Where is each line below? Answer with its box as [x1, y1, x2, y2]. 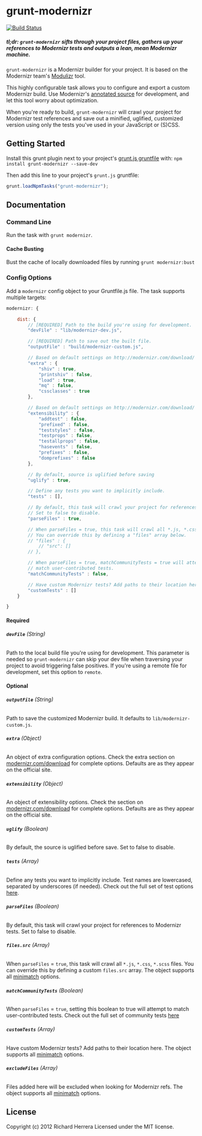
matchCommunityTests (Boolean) [6, 987, 84, 994]
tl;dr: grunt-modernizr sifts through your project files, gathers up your [6, 38, 183, 45]
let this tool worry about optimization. [6, 96, 99, 103]
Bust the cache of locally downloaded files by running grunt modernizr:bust [6, 259, 195, 266]
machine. [6, 51, 31, 58]
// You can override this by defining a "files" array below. [28, 532, 187, 538]
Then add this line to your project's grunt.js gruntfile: [6, 171, 139, 179]
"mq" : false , [38, 383, 74, 389]
